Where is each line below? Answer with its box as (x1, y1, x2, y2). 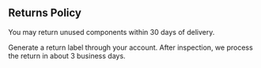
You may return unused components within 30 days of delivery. (8, 27, 215, 36)
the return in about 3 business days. (8, 51, 126, 60)
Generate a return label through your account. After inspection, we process (8, 43, 253, 52)
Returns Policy (8, 6, 81, 20)
